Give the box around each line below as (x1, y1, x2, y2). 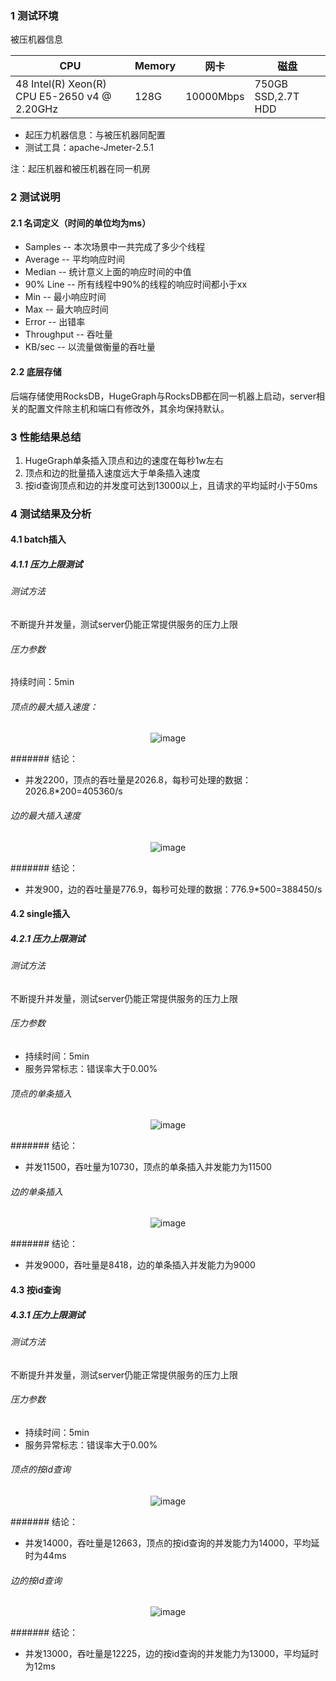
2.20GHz (15, 102, 59, 116)
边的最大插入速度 (10, 810, 81, 822)
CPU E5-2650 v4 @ (15, 90, 112, 104)
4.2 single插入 (10, 908, 71, 920)
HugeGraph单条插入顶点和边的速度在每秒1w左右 (24, 454, 224, 466)
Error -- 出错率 (24, 316, 86, 328)
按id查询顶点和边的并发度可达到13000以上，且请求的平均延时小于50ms (24, 479, 318, 491)
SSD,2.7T (254, 90, 300, 104)
